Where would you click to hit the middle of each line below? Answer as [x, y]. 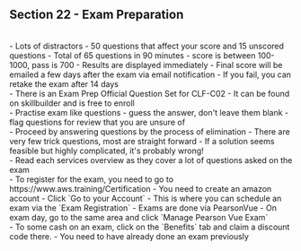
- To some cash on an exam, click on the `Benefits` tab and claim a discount [150, 227]
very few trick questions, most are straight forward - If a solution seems [142, 141]
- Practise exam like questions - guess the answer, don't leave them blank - [149, 112]
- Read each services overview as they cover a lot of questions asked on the [151, 160]
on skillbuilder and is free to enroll [72, 103]
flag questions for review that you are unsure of [97, 122]
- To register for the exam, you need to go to [91, 179]
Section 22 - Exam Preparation [97, 15]
